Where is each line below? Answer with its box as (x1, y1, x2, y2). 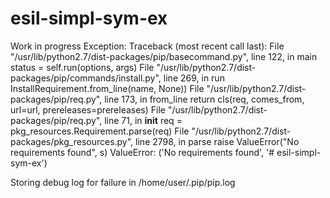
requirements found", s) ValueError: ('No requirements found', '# (10, 146, 275, 158)
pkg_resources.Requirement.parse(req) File (10, 125, 190, 137)
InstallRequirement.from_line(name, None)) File (10, 82, 205, 94)
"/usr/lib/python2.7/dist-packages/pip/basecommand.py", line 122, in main (10, 50, 318, 62)
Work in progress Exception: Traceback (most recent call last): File (10, 40, 285, 52)
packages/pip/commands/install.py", (10, 72, 162, 84)
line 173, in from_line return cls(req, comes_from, (104, 93, 305, 105)
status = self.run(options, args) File (10, 61, 155, 73)
